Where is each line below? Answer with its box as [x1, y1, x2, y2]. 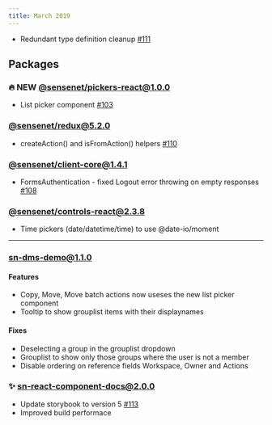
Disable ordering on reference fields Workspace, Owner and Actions [19, 360, 249, 370]
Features [8, 271, 39, 281]
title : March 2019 [8, 11, 70, 20]
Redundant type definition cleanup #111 [19, 34, 151, 44]
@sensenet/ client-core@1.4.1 [8, 158, 128, 170]
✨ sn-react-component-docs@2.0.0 [8, 381, 155, 392]
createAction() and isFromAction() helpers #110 [19, 138, 178, 148]
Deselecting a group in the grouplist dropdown [19, 343, 176, 353]
